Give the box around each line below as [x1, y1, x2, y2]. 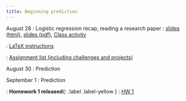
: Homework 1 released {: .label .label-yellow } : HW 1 [6, 87, 134, 95]
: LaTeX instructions [6, 42, 54, 49]
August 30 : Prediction [6, 65, 61, 72]
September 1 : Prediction [6, 76, 66, 83]
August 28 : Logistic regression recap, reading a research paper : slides [6, 25, 180, 32]
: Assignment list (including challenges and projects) [6, 53, 134, 60]
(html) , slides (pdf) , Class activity [6, 31, 87, 38]
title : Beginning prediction [6, 8, 78, 15]
